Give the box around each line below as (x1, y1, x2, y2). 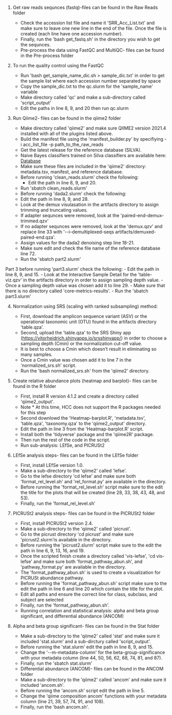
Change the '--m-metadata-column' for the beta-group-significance (20, 649, 165, 655)
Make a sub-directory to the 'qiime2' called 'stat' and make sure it (20, 633, 160, 639)
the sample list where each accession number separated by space (20, 78, 161, 84)
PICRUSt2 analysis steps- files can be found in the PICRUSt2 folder (12, 511, 156, 516)
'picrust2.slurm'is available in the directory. (20, 537, 112, 542)
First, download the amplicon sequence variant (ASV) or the (20, 313, 147, 319)
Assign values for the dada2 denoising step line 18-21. (20, 240, 135, 246)
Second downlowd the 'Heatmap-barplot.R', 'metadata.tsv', (20, 415, 146, 421)
